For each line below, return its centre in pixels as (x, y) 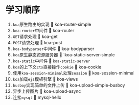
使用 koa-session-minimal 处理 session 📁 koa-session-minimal (73, 73)
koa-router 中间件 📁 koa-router (44, 30)
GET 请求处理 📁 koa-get (35, 36)
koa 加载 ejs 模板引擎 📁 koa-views (45, 79)
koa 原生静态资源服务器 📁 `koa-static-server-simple (64, 54)
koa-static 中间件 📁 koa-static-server (51, 61)
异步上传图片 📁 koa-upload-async (47, 91)
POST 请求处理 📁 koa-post (37, 42)
